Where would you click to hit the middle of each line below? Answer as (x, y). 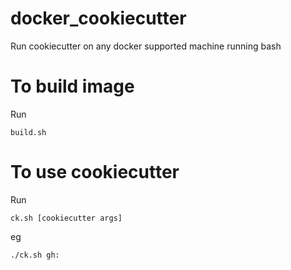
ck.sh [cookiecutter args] (66, 218)
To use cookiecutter (95, 172)
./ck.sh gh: (35, 255)
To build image (72, 86)
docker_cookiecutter (98, 18)
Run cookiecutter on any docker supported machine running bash (146, 46)
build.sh (28, 132)
